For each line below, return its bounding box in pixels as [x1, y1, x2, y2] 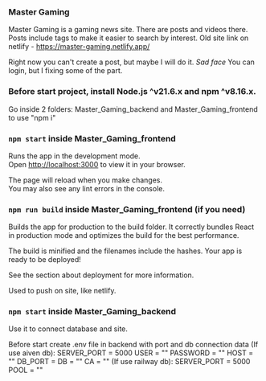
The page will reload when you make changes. [8, 175, 163, 185]
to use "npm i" [8, 113, 56, 122]
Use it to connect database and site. [8, 324, 129, 334]
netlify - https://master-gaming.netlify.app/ [8, 42, 150, 51]
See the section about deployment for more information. [8, 270, 194, 280]
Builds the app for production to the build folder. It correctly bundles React [8, 222, 255, 231]
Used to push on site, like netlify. [8, 286, 117, 296]
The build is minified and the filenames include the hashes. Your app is [8, 246, 243, 256]
